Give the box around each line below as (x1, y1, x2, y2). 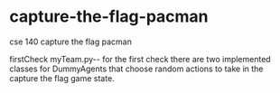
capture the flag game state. (9, 72, 115, 83)
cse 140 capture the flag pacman (9, 36, 133, 47)
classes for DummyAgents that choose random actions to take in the (9, 63, 264, 74)
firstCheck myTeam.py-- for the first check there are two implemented (9, 53, 271, 64)
